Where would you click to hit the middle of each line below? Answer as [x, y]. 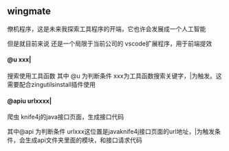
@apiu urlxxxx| [30, 101]
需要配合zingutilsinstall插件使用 [52, 85]
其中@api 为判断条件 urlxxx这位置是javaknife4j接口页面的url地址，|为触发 [111, 132]
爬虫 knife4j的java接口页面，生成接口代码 [66, 117]
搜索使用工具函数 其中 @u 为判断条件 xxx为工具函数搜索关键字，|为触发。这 [115, 76]
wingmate [29, 11]
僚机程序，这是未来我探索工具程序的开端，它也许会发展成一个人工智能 [107, 29]
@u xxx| [19, 60]
